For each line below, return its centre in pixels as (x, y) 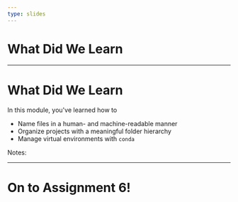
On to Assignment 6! (69, 187)
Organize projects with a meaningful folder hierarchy (95, 131)
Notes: (17, 152)
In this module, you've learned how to (62, 110)
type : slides (27, 14)
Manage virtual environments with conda (76, 138)
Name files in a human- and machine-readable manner (97, 123)
